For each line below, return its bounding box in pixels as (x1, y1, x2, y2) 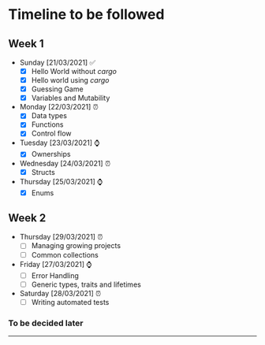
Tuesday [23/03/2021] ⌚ (19, 138, 100, 147)
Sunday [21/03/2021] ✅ (19, 57, 96, 67)
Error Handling (31, 270, 79, 280)
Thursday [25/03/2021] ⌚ (19, 176, 103, 186)
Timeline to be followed (8, 6, 165, 24)
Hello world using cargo (31, 76, 110, 85)
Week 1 (8, 37, 44, 50)
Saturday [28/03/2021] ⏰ (19, 288, 102, 298)
